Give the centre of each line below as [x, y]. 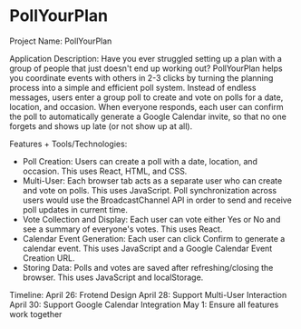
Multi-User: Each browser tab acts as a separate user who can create [152, 180]
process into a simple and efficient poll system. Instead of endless [133, 87]
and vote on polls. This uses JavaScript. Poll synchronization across [150, 190]
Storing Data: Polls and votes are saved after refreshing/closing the [148, 267]
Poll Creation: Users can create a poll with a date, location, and [140, 161]
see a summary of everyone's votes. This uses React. [122, 229]
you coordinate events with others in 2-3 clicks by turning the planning [141, 77]
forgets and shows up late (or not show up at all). [101, 126]
